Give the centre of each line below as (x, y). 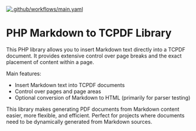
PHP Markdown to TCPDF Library (89, 33)
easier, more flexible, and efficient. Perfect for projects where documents (95, 115)
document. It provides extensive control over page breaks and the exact (94, 56)
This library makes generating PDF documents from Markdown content (93, 109)
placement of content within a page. (50, 62)
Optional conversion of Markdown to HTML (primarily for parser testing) (102, 97)
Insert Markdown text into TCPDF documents (70, 85)
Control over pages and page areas (58, 91)
